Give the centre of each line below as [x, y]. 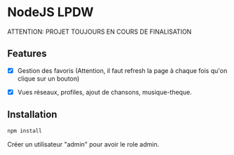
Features [27, 54]
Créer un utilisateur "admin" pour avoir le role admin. [83, 144]
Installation [32, 115]
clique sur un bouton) [48, 79]
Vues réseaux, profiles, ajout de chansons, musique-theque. [105, 92]
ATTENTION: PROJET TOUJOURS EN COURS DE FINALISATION [99, 32]
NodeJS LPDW [50, 12]
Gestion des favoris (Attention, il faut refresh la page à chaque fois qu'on [122, 70]
